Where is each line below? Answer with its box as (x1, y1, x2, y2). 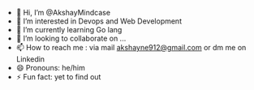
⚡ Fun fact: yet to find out (15, 72, 101, 81)
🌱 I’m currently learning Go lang (15, 25, 123, 34)
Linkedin (15, 54, 45, 64)
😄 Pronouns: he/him (15, 63, 85, 72)
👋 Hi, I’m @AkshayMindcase (15, 8, 111, 17)
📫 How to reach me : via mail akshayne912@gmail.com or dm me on (15, 43, 247, 52)
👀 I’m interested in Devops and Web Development (15, 16, 183, 26)
